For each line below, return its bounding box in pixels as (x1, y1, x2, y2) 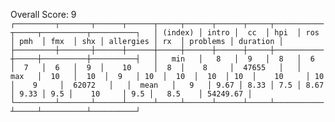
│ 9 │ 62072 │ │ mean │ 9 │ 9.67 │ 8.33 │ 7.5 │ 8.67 (10, 80, 325, 90)
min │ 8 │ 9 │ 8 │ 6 (171, 54, 315, 64)
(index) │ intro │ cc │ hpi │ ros (162, 28, 320, 38)
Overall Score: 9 (10, 9, 77, 20)
